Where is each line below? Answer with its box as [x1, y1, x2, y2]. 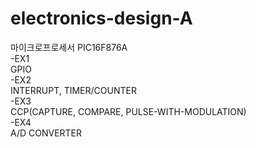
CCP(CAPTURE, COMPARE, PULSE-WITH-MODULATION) [10, 105, 247, 117]
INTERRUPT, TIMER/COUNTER [10, 84, 137, 96]
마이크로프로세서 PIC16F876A [10, 41, 128, 53]
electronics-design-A [10, 7, 193, 30]
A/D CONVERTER [10, 127, 83, 139]
